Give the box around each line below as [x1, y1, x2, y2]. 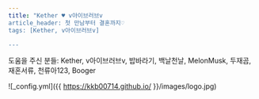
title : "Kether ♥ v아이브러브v [8, 11, 103, 20]
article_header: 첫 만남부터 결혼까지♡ [8, 19, 125, 27]
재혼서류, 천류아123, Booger [8, 66, 97, 75]
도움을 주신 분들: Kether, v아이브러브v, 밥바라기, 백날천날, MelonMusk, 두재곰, [8, 56, 252, 66]
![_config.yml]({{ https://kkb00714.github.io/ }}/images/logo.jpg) [8, 82, 217, 91]
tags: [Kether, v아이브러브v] [8, 26, 100, 34]
